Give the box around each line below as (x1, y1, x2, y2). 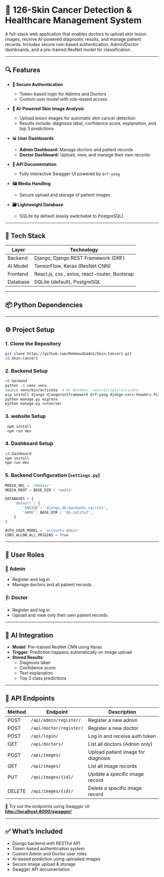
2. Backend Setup (5, 367, 48, 374)
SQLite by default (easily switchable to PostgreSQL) (19, 213, 123, 219)
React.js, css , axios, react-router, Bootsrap (34, 270, 134, 277)
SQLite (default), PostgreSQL (34, 278, 101, 285)
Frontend (7, 270, 28, 277)
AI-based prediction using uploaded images (12, 856, 101, 862)
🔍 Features (5, 66, 41, 74)
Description (108, 708, 137, 715)
